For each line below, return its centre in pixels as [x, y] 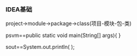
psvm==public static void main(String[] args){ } [63, 35]
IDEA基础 [19, 9]
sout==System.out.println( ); [40, 47]
